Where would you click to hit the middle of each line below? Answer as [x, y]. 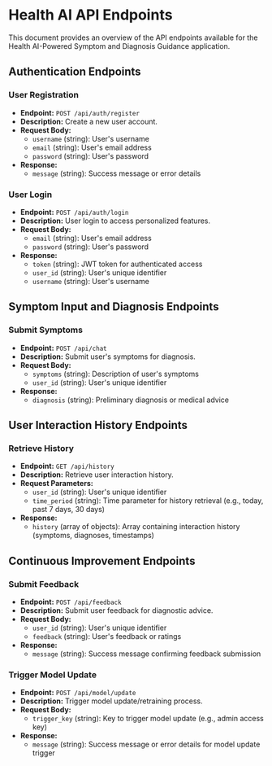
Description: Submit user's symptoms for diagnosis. [108, 357]
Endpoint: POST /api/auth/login [74, 212]
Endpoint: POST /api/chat [63, 348]
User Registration [44, 95]
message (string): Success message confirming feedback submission [147, 654]
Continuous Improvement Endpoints [102, 560]
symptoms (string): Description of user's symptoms [115, 374]
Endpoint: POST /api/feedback [71, 602]
